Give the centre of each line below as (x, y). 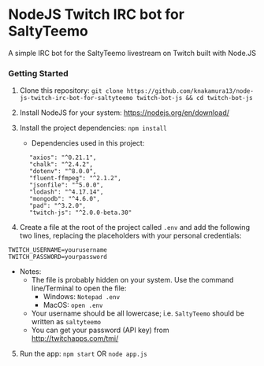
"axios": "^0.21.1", (63, 158)
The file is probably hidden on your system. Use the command (132, 280)
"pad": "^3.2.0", (58, 206)
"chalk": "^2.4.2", (61, 165)
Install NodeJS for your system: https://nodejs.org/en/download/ (125, 113)
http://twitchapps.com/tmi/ (75, 338)
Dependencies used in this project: (88, 143)
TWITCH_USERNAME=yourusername (58, 250)
